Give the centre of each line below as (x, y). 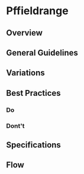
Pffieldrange (38, 11)
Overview (25, 33)
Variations (26, 73)
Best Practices (33, 93)
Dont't (15, 125)
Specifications (33, 145)
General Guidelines (42, 52)
